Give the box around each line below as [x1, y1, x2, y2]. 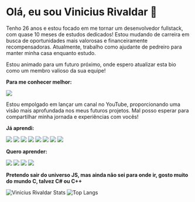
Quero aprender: [6, 148, 48, 155]
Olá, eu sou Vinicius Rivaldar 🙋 [6, 5, 158, 19]
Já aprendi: [6, 124, 35, 131]
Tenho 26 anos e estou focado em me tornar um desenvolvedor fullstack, [6, 25, 183, 32]
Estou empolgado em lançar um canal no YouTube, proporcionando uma [6, 101, 180, 108]
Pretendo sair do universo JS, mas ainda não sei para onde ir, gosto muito [6, 171, 189, 178]
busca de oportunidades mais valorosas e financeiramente [6, 37, 148, 44]
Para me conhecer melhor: [6, 78, 72, 85]
